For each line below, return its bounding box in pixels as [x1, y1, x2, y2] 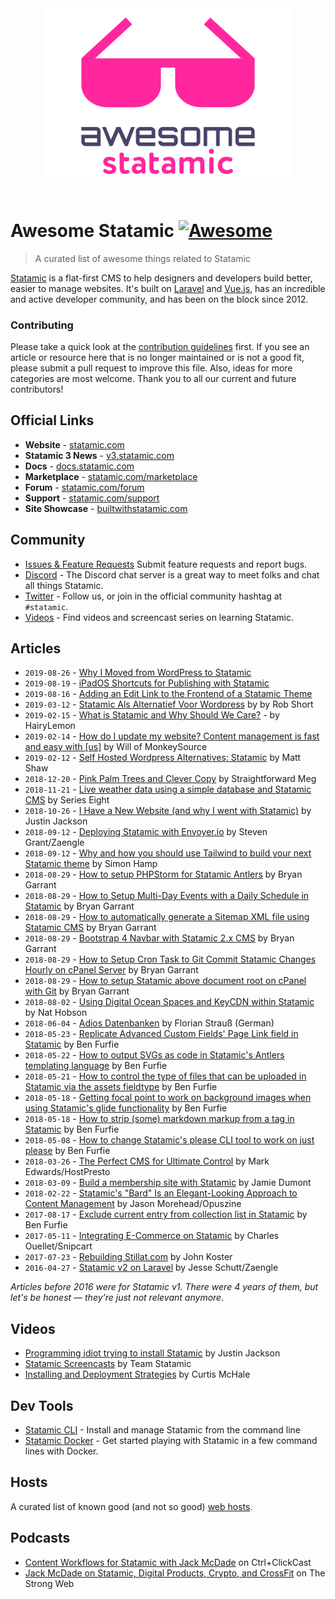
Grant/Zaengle [24, 837, 85, 849]
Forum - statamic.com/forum [24, 481, 145, 493]
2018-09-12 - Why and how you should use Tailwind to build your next [24, 847, 312, 859]
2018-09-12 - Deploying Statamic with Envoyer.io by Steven [24, 826, 268, 838]
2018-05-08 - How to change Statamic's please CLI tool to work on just [24, 1134, 315, 1146]
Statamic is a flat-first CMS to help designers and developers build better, [10, 272, 313, 284]
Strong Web [24, 1577, 75, 1589]
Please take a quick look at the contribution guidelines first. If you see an [10, 340, 310, 352]
